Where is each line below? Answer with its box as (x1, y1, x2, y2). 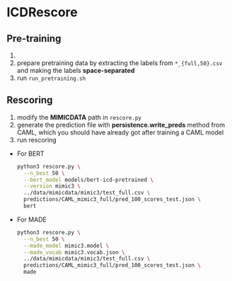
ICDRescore (6, 4, 79, 21)
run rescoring (16, 135, 57, 144)
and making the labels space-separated (16, 67, 135, 74)
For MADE (16, 215, 47, 224)
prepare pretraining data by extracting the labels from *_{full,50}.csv (16, 59, 223, 67)
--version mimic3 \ (23, 183, 81, 190)
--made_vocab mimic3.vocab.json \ (23, 248, 125, 256)
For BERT (16, 149, 45, 158)
